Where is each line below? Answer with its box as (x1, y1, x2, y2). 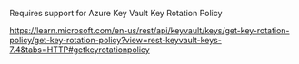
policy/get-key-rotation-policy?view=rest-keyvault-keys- (9, 35, 223, 45)
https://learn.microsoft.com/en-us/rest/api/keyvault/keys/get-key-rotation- (9, 25, 290, 35)
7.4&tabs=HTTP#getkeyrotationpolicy (9, 44, 150, 55)
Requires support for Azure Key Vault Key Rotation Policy (9, 8, 223, 18)
